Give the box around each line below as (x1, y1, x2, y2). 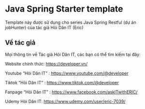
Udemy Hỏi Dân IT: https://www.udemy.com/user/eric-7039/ (5, 98, 126, 104)
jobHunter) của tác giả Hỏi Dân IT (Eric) (5, 24, 84, 30)
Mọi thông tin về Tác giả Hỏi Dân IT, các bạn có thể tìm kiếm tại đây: (5, 51, 141, 57)
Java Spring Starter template (5, 3, 123, 15)
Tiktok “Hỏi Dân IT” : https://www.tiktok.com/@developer (5, 79, 119, 85)
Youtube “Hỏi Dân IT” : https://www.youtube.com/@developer (5, 70, 129, 76)
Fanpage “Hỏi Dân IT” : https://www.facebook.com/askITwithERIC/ (5, 89, 138, 95)
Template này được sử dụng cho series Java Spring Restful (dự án (5, 19, 136, 25)
